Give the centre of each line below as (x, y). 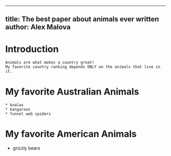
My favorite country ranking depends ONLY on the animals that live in (83, 67)
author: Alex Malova (38, 27)
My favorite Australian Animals (72, 91)
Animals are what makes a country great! (50, 63)
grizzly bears (26, 148)
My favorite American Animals (71, 134)
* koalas (15, 105)
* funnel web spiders (28, 114)
